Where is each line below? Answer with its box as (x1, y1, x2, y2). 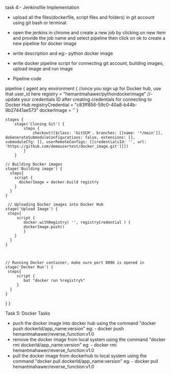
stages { (5, 117, 24, 122)
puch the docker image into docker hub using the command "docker (12, 320, 156, 326)
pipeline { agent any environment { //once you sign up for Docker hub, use (5, 85, 161, 91)
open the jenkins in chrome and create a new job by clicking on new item (12, 30, 166, 35)
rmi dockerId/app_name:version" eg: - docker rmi (12, 342, 117, 348)
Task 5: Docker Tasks (5, 310, 50, 316)
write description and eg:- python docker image (12, 51, 113, 56)
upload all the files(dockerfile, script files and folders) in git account (12, 14, 155, 20)
